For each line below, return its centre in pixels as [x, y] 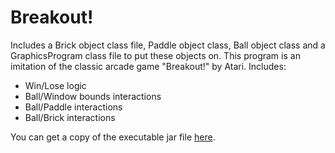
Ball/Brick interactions [70, 117]
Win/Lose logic [55, 85]
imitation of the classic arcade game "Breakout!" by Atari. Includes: [148, 66]
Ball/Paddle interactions [73, 107]
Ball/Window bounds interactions [93, 96]
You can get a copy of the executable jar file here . [113, 137]
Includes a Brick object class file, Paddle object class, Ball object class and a [168, 45]
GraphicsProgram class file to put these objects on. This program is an [155, 55]
